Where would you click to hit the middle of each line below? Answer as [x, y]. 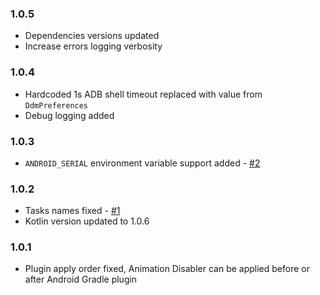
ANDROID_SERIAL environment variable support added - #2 [142, 163]
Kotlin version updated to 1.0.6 [87, 221]
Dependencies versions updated [92, 36]
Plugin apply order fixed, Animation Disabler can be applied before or [167, 269]
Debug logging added [69, 115]
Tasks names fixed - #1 [72, 211]
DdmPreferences [56, 105]
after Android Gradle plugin [81, 279]
